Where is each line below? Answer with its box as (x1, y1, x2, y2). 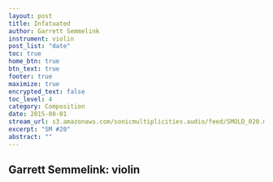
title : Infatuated (8, 19, 71, 28)
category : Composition (8, 102, 85, 110)
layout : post (8, 11, 53, 20)
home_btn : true (8, 58, 60, 66)
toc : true (8, 50, 42, 58)
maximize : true (8, 80, 60, 88)
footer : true (8, 72, 53, 80)
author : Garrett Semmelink (8, 27, 100, 35)
